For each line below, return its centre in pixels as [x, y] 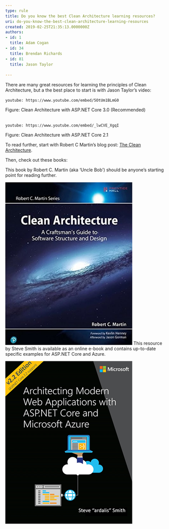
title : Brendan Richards [36, 53]
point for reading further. [31, 175]
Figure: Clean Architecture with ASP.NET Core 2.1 [57, 135]
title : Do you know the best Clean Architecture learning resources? [80, 16]
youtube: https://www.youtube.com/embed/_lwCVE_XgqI [62, 126]
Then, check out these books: [36, 160]
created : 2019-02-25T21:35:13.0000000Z [47, 27]
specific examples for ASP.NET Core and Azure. [55, 354]
